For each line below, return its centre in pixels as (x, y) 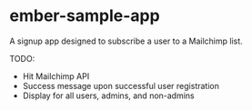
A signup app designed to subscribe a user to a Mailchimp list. (126, 41)
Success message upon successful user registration (121, 85)
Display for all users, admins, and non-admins (109, 95)
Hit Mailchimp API (56, 76)
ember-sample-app (85, 16)
